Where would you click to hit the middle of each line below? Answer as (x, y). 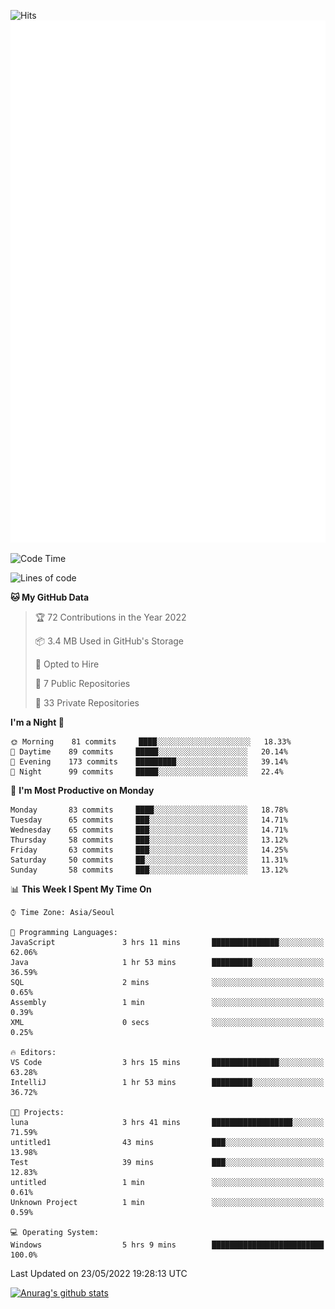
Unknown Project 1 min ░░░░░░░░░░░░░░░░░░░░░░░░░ (167, 1203)
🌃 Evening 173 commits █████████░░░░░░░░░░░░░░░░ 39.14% (149, 762)
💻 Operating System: (55, 1233)
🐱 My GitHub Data (50, 597)
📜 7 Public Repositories (82, 684)
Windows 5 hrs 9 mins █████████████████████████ (167, 1245)
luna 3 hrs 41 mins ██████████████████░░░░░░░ (167, 1123)
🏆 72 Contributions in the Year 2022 (110, 617)
